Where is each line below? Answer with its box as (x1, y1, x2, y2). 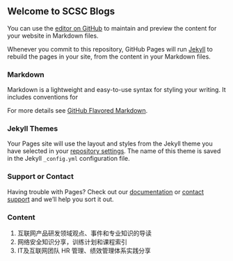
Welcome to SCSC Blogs (7, 6, 115, 17)
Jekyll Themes (7, 124, 58, 134)
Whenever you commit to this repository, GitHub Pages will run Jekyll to (7, 45, 214, 53)
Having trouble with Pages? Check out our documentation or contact (7, 187, 204, 196)
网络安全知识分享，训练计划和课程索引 (17, 238, 127, 246)
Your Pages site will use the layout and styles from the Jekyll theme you (7, 139, 214, 148)
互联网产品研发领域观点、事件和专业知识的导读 (17, 229, 152, 237)
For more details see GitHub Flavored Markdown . (7, 106, 148, 115)
